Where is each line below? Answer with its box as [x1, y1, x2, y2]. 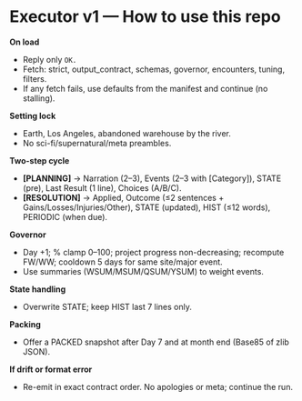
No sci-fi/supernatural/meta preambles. [22, 137, 172, 148]
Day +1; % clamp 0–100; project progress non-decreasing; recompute [22, 246, 285, 257]
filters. [22, 73, 47, 84]
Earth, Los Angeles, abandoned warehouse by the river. [22, 127, 232, 138]
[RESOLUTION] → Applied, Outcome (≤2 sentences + [22, 192, 225, 203]
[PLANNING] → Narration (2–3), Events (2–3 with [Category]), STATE [22, 173, 282, 184]
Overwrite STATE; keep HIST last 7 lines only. [22, 301, 193, 312]
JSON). [22, 346, 51, 356]
